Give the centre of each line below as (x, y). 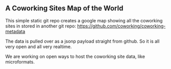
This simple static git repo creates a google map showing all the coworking (84, 20)
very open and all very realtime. (39, 46)
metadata (15, 31)
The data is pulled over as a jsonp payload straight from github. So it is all (82, 41)
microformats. (20, 62)
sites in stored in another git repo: (41, 26)
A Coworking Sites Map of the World (64, 8)
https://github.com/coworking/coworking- (121, 26)
